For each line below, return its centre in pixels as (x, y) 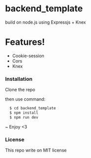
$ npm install (24, 113)
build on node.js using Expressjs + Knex (45, 22)
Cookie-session (28, 56)
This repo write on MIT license (36, 150)
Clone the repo (20, 90)
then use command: (25, 99)
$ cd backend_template (33, 108)
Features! (25, 42)
